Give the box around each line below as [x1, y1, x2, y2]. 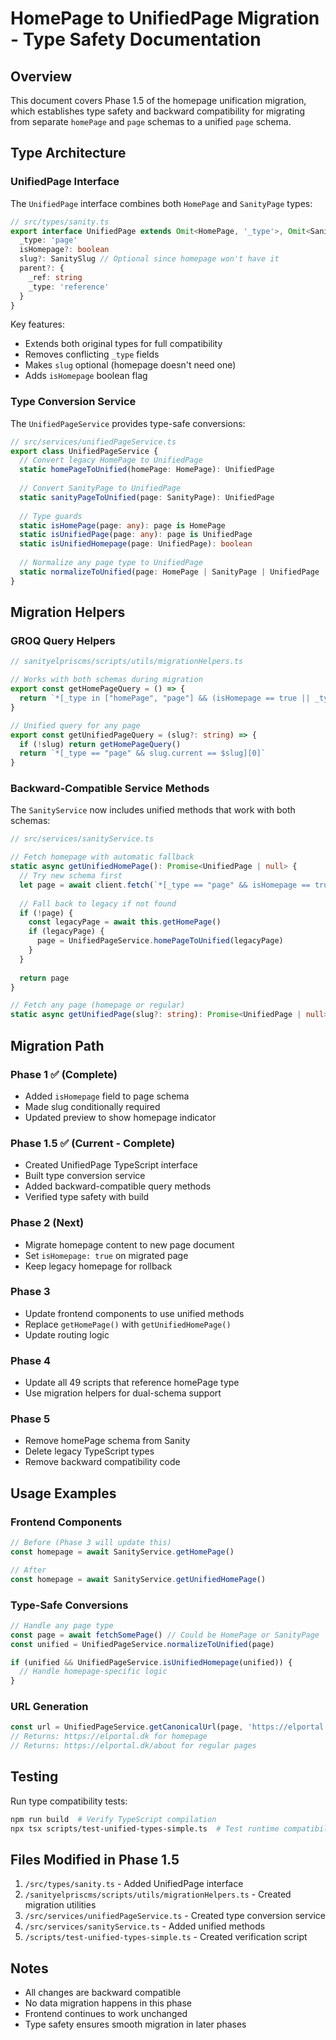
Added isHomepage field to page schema [24, 1090, 190, 1102]
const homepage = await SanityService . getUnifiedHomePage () [10, 1574, 267, 1584]
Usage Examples [10, 1485, 117, 1502]
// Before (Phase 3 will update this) [10, 1538, 172, 1548]
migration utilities [24, 1899, 97, 1911]
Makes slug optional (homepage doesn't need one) [24, 359, 237, 371]
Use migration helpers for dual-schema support [24, 1387, 222, 1399]
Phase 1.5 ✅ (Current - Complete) [10, 1136, 176, 1150]
